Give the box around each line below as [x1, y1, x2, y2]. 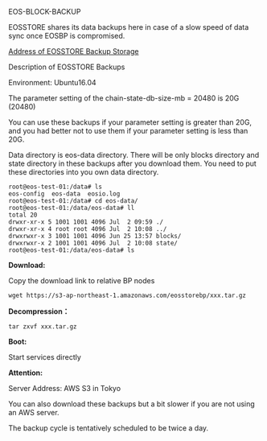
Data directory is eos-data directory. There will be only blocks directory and [8, 150, 260, 159]
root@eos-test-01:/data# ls [8, 183, 103, 191]
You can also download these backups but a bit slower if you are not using [8, 399, 255, 409]
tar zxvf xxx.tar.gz [8, 323, 78, 331]
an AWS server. [8, 408, 60, 417]
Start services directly [8, 352, 82, 361]
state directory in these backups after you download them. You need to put [8, 159, 257, 168]
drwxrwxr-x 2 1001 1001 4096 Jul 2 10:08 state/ [8, 239, 179, 247]
